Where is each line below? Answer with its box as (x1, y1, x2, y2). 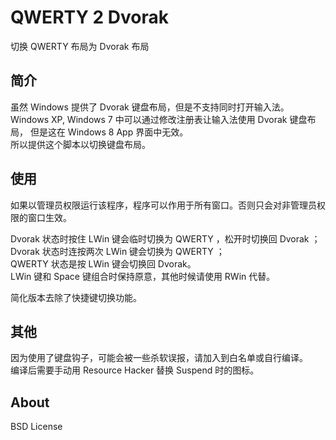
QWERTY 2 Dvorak (10, 6, 170, 29)
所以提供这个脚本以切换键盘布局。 (10, 138, 151, 150)
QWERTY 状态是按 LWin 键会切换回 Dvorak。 (10, 257, 197, 270)
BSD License (10, 421, 63, 433)
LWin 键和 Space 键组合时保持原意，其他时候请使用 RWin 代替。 (10, 270, 276, 282)
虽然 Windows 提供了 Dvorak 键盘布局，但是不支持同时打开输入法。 (10, 101, 290, 113)
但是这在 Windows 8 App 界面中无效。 (29, 126, 189, 138)
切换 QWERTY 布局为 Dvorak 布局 (10, 40, 150, 52)
